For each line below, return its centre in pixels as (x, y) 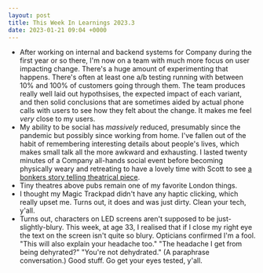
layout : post (29, 15)
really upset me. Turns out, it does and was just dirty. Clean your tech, (133, 202)
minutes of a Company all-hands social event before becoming (121, 161)
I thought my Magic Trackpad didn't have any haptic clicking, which (129, 194)
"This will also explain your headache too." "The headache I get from (131, 244)
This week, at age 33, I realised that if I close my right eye (159, 227)
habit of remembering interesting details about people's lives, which (129, 144)
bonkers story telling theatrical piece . (80, 177)
